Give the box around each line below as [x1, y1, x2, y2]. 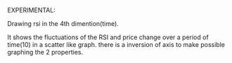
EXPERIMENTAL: [7, 6, 56, 14]
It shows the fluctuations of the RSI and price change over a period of [7, 33, 209, 41]
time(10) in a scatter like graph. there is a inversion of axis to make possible [7, 41, 225, 48]
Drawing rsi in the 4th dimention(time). [7, 20, 120, 27]
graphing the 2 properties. [7, 48, 83, 56]
